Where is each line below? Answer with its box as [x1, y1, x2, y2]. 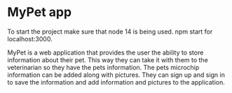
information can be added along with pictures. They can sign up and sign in [7, 71, 226, 79]
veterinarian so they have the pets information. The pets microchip [7, 63, 200, 71]
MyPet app [7, 4, 72, 20]
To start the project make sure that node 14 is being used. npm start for [7, 27, 213, 36]
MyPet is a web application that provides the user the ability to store [7, 48, 204, 57]
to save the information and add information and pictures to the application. [7, 78, 226, 86]
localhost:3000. [7, 34, 53, 43]
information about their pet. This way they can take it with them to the [7, 55, 208, 64]
